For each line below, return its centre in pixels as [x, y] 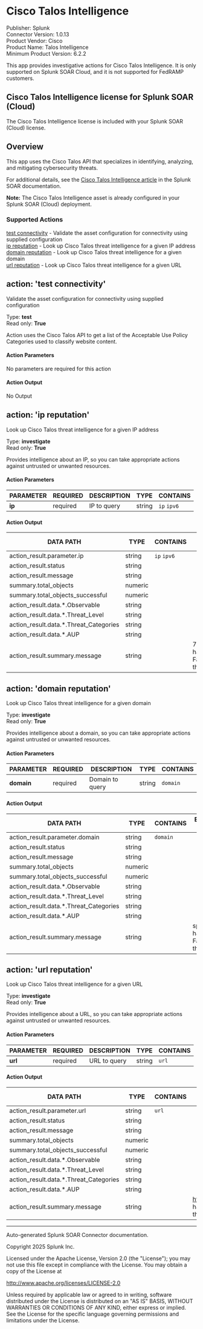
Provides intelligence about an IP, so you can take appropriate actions [93, 459]
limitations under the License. [43, 1320]
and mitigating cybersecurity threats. [52, 168]
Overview [25, 147]
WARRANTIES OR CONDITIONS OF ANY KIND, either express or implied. [96, 1307]
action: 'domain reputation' [59, 688]
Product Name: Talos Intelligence [47, 47]
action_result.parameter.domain [54, 837]
